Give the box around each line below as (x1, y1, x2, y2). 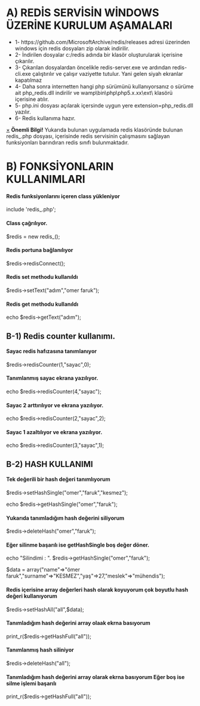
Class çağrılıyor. (6, 219, 48, 226)
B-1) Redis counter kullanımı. (6, 331, 115, 341)
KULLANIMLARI (6, 173, 85, 186)
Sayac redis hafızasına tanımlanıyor (6, 348, 97, 355)
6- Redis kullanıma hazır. (14, 114, 76, 122)
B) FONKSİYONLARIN (6, 160, 114, 173)
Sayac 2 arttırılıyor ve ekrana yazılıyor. (6, 401, 104, 409)
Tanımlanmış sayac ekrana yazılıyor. (6, 375, 99, 382)
